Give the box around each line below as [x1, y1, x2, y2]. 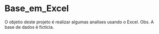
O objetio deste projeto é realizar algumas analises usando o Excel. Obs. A [4, 19, 154, 25]
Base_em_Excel [4, 3, 69, 14]
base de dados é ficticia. [4, 24, 54, 30]
